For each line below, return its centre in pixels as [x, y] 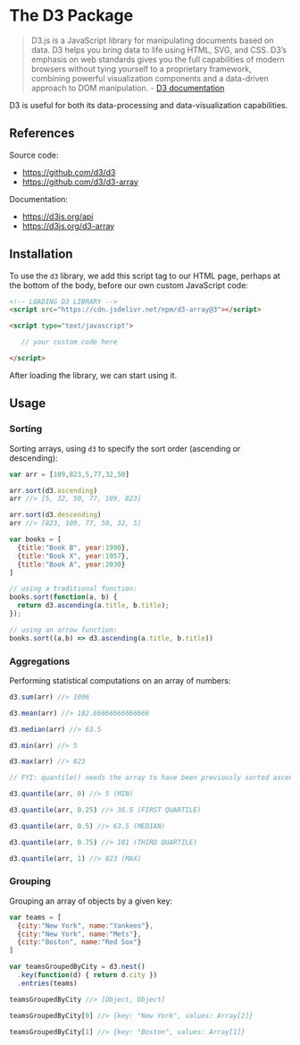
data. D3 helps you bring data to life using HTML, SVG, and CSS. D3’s [159, 49]
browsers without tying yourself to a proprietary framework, [141, 69]
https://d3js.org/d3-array [68, 225]
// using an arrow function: [63, 630]
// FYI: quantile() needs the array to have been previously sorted [139, 778]
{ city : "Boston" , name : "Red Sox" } [79, 942]
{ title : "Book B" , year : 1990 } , [73, 548]
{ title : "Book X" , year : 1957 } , [73, 556]
